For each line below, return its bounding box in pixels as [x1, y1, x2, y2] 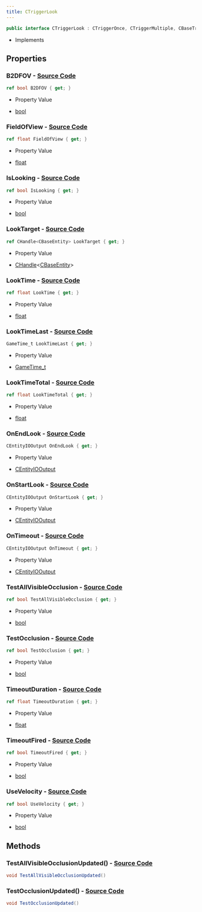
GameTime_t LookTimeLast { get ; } [6, 341, 93, 347]
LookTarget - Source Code [6, 225, 85, 233]
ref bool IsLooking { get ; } [6, 187, 79, 193]
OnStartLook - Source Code [6, 481, 89, 489]
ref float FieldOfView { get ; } [6, 136, 87, 142]
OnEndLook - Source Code [6, 430, 86, 438]
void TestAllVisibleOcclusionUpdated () [6, 872, 106, 879]
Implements [14, 36, 44, 43]
